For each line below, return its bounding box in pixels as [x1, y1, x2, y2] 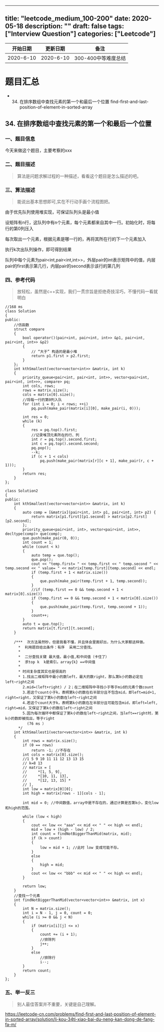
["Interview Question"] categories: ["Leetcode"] [5, 30, 156, 38]
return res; [22, 472, 47, 476]
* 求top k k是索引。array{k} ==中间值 [18, 660, 96, 665]
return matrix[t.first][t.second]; [22, 626, 95, 631]
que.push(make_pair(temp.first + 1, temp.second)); [40, 579, 147, 584]
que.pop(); [31, 557, 54, 562]
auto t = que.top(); [22, 622, 64, 627]
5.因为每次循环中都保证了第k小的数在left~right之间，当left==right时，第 [22, 711, 159, 716]
